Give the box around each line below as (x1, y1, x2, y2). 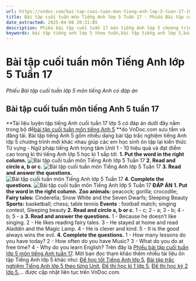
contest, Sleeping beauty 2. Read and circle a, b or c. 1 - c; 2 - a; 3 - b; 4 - (6, 206, 185, 213)
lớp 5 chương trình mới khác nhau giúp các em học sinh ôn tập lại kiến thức (6, 138, 187, 145)
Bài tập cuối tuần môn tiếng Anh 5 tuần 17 (6, 104, 159, 114)
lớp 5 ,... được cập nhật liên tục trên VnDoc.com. (6, 268, 121, 275)
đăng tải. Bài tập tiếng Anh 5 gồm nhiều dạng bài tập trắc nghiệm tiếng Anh (6, 132, 187, 139)
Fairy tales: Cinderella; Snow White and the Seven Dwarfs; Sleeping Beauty (6, 194, 188, 201)
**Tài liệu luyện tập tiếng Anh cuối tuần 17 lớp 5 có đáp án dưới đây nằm (6, 119, 180, 126)
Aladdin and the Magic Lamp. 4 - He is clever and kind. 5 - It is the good (6, 225, 180, 232)
